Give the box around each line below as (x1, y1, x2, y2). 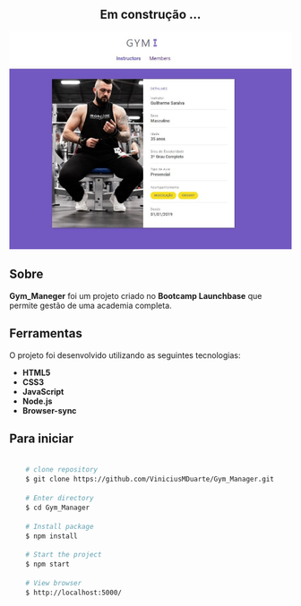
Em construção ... (99, 7, 202, 22)
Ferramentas (9, 326, 82, 341)
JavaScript (21, 386, 64, 397)
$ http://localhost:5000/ (25, 588, 123, 597)
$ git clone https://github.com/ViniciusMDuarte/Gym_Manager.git (25, 474, 275, 484)
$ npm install (25, 532, 78, 541)
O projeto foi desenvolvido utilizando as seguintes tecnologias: (9, 349, 241, 361)
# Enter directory (25, 494, 94, 503)
